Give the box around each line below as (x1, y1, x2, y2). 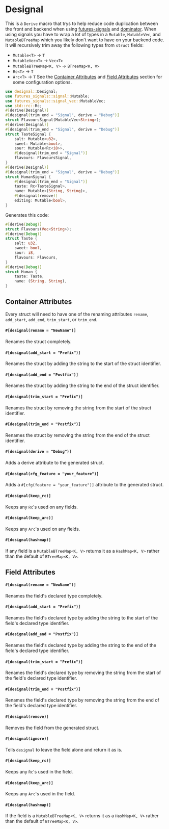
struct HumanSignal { (5, 174, 51, 179)
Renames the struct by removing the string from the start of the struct (5, 404, 152, 411)
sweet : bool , (14, 246, 42, 251)
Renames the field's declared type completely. (5, 592, 103, 599)
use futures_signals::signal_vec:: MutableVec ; (5, 98, 106, 103)
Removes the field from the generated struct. (5, 724, 100, 731)
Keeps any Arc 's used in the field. (5, 791, 75, 797)
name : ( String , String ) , (14, 279, 67, 284)
